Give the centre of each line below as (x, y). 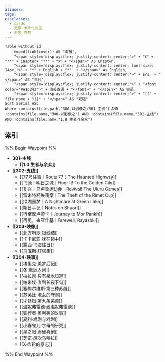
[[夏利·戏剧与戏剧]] (39, 319)
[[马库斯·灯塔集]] (37, 251)
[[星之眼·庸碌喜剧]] (39, 332)
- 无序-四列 (20, 33)
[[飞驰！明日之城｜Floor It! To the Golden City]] (68, 183)
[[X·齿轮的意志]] (36, 344)
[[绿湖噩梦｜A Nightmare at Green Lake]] (61, 201)
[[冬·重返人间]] (34, 270)
